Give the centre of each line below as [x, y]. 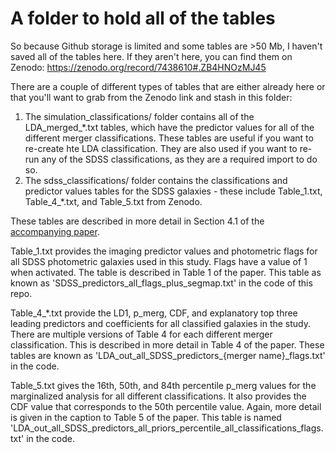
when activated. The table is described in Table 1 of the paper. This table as [166, 272]
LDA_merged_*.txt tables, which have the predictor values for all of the [169, 127]
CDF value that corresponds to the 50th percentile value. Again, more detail [166, 406]
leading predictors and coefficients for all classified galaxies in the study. [161, 323]
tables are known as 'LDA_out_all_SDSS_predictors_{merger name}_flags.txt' [168, 355]
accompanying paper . [55, 231]
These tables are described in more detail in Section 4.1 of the [137, 221]
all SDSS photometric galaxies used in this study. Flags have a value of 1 [159, 261]
